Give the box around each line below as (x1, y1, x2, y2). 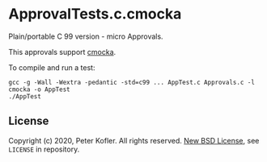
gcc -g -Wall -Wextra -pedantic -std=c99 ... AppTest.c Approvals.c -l (8, 78, 255, 86)
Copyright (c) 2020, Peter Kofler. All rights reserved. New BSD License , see (8, 135, 260, 145)
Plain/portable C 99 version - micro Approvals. (8, 31, 163, 41)
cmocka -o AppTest (8, 85, 70, 93)
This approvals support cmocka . (8, 47, 117, 56)
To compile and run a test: (8, 62, 95, 73)
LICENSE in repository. (8, 144, 80, 154)
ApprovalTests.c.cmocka (8, 5, 182, 23)
